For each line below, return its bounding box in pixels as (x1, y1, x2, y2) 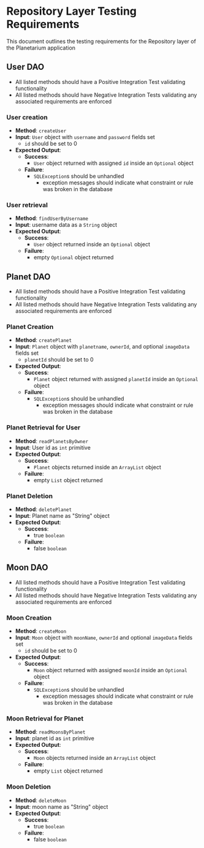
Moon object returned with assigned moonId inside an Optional (33, 667, 188, 674)
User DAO (6, 62, 45, 72)
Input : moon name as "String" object (15, 803, 108, 810)
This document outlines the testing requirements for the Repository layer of (6, 37, 196, 45)
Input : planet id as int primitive (15, 735, 95, 742)
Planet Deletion (6, 491, 53, 500)
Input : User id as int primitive (15, 444, 91, 451)
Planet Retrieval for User (6, 423, 81, 432)
